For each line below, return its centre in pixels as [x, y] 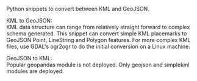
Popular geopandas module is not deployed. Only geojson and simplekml [98, 65]
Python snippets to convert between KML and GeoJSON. [78, 9]
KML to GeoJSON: [29, 20]
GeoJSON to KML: [29, 58]
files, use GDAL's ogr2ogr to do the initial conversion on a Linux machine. [98, 46]
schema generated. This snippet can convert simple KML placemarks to [97, 33]
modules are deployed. [35, 71]
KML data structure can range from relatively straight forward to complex [98, 27]
